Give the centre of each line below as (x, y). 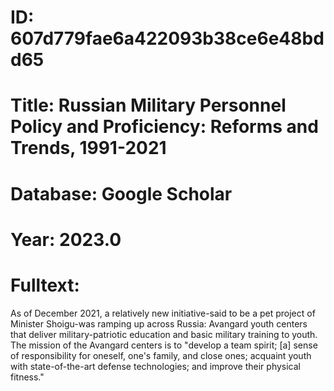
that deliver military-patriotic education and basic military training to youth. (164, 334)
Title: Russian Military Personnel (148, 105)
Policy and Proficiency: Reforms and (164, 127)
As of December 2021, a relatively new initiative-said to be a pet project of (163, 313)
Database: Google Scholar (121, 193)
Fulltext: (45, 285)
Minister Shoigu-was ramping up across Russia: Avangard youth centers (159, 323)
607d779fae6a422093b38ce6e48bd (167, 38)
